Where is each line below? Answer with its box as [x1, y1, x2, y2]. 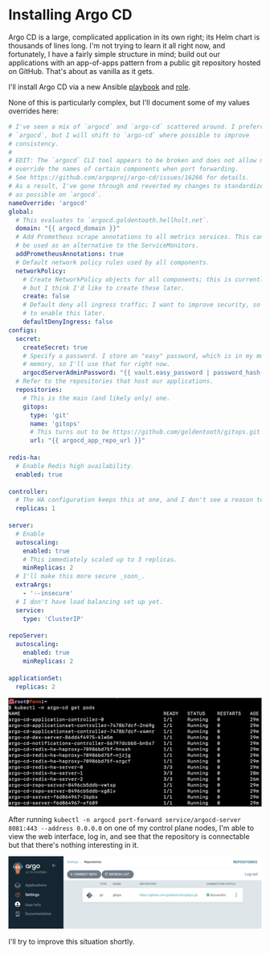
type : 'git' [29, 411, 70, 419]
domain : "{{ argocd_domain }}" [15, 224, 121, 232]
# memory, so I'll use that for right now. [22, 360, 171, 368]
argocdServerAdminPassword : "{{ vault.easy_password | [22, 368, 211, 377]
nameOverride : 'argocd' [8, 199, 88, 207]
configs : [8, 326, 38, 335]
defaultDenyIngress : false [22, 318, 113, 327]
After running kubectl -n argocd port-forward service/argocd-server [8, 814, 241, 824]
